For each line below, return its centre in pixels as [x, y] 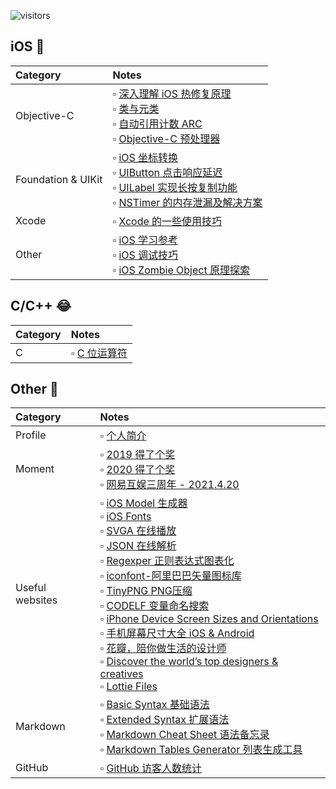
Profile [31, 435]
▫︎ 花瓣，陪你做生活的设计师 [163, 648]
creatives [121, 674]
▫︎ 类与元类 [136, 108]
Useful [31, 588]
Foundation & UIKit [59, 179]
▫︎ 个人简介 [123, 436]
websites [36, 600]
